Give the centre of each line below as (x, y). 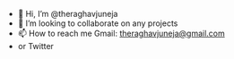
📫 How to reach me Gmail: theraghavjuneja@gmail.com (121, 33)
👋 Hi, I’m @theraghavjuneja (68, 14)
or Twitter (35, 46)
